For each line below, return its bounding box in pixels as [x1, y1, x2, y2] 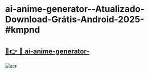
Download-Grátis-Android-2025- [5, 14, 145, 25]
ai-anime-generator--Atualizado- [5, 3, 145, 15]
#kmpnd [5, 24, 40, 35]
